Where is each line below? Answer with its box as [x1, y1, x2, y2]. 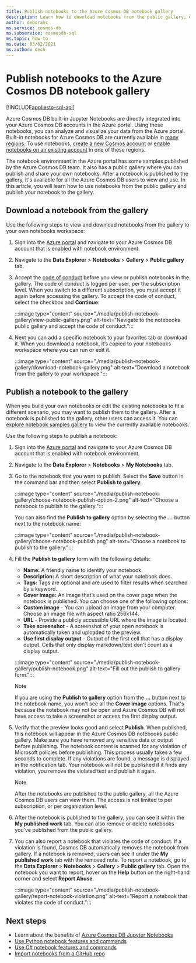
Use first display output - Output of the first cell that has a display [23, 635, 183, 642]
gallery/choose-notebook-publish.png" [14, 538, 108, 545]
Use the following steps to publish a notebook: [6, 433, 118, 440]
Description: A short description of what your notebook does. [23, 573, 172, 580]
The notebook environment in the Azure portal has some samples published [6, 157, 188, 165]
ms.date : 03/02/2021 [6, 42, 57, 47]
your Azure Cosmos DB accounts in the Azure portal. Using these [6, 121, 163, 128]
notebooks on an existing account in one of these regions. [6, 146, 146, 153]
